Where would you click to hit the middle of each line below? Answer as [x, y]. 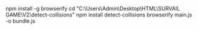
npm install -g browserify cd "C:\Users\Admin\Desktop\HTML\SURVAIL [93, 9]
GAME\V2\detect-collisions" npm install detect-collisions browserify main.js [99, 15]
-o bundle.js [20, 21]
